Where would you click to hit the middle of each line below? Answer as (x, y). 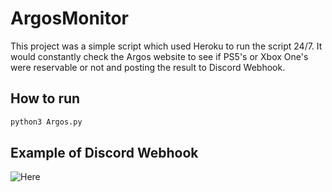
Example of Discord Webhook (104, 153)
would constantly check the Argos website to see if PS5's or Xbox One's (159, 56)
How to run (45, 98)
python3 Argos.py (46, 122)
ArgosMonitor (69, 18)
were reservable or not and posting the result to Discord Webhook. (148, 67)
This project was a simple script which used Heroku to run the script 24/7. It (166, 46)
